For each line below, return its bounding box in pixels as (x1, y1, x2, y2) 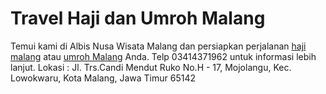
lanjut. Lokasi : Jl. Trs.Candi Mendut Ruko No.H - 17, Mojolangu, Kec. (10, 61, 292, 73)
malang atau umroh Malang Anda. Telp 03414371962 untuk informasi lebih (10, 50, 317, 62)
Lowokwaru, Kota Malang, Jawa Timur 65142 (10, 72, 197, 84)
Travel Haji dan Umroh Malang (10, 7, 266, 30)
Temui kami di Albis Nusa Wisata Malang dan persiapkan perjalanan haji (10, 40, 307, 52)
